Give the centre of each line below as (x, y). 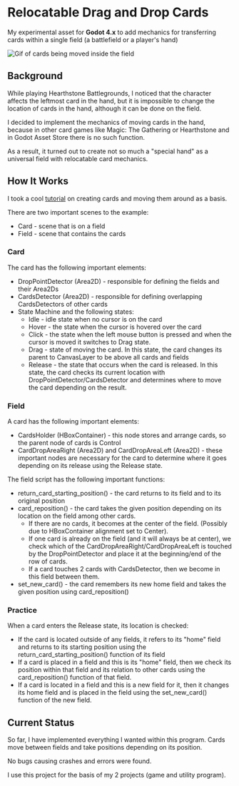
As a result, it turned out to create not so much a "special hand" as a (108, 151)
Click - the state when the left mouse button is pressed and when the (130, 334)
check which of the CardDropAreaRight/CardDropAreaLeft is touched (130, 546)
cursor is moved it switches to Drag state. (90, 342)
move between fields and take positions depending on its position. (105, 747)
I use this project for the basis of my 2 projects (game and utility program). (117, 775)
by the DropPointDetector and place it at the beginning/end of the (125, 554)
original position (41, 501)
